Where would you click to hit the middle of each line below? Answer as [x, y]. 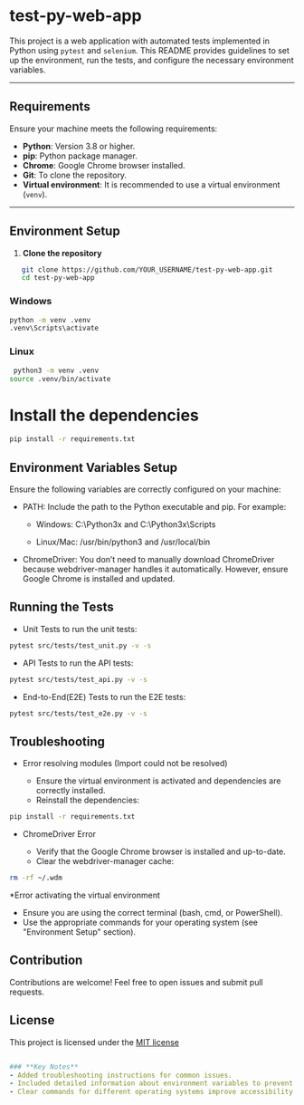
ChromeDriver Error [59, 834]
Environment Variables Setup [94, 467]
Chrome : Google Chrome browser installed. [104, 165]
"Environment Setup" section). [79, 932]
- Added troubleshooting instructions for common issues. [121, 1075]
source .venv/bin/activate [60, 379]
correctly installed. [71, 791]
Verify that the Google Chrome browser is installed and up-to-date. [161, 851]
